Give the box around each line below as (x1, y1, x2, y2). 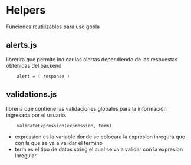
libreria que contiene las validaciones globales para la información (6, 105, 167, 112)
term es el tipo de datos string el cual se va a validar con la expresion (14, 146, 183, 153)
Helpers (6, 4, 46, 17)
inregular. (14, 151, 38, 159)
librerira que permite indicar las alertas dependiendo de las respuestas (6, 55, 178, 62)
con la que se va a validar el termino (14, 139, 103, 146)
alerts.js (6, 40, 37, 50)
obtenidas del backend (6, 62, 62, 69)
